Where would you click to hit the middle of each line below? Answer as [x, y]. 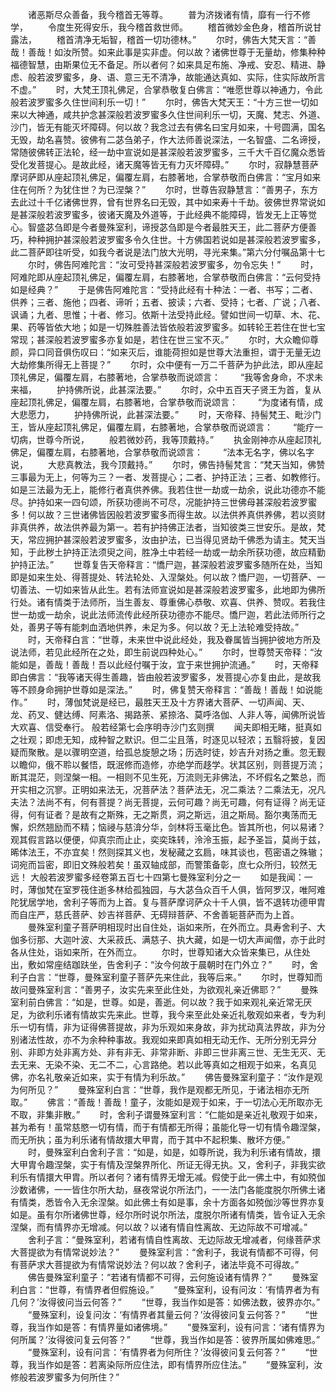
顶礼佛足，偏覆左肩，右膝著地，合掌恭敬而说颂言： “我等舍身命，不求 [162, 377]
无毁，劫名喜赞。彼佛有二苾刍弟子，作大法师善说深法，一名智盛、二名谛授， [168, 139]
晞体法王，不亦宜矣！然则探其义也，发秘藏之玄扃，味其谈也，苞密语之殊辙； [168, 852]
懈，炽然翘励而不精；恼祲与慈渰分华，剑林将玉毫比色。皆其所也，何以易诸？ [168, 827]
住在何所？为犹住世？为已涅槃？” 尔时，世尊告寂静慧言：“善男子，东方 [164, 189]
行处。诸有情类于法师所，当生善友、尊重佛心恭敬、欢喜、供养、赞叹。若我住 [168, 602]
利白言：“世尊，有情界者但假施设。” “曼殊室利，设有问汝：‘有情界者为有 [165, 1289]
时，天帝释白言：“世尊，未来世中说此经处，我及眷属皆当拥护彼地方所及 [174, 639]
